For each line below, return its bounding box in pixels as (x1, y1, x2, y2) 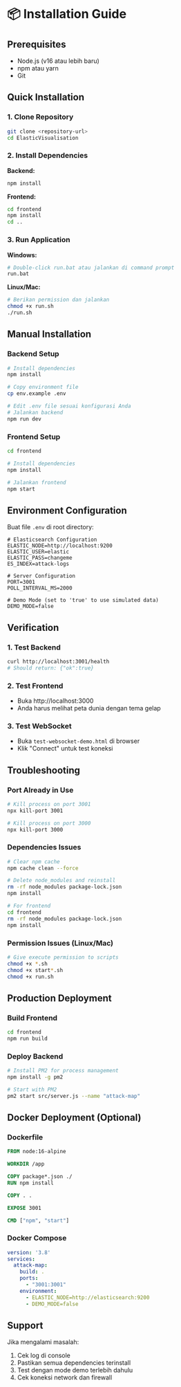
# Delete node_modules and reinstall (7, 877, 116, 884)
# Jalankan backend (7, 409, 64, 416)
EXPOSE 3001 (7, 1204, 41, 1211)
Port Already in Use (7, 785, 74, 795)
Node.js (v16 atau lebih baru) (17, 57, 100, 65)
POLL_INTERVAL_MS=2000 (7, 585, 73, 592)
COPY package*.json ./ (7, 1173, 73, 1180)
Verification (7, 621, 59, 634)
